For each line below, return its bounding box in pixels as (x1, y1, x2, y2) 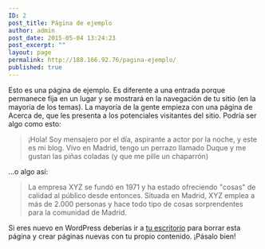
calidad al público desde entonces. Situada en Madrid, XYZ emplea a (27, 190, 255, 200)
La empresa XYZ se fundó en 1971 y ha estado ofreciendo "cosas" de (27, 182, 256, 192)
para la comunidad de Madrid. (27, 208, 128, 217)
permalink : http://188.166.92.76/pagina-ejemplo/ (8, 56, 177, 64)
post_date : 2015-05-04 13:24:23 (8, 33, 116, 42)
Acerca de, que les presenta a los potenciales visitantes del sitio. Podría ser (8, 111, 257, 120)
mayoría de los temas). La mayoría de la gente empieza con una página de (8, 102, 253, 111)
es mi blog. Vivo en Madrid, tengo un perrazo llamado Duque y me (27, 142, 247, 152)
